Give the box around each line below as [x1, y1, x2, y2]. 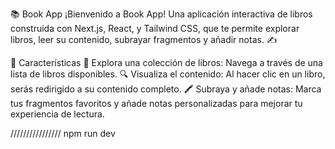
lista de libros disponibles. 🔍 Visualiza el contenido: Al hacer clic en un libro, [10, 68, 326, 80]
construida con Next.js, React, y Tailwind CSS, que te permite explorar [10, 23, 300, 34]
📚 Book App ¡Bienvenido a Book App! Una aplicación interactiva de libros [10, 8, 313, 20]
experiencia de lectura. [10, 108, 105, 120]
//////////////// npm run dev [10, 128, 116, 139]
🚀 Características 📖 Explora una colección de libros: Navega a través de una [10, 57, 323, 68]
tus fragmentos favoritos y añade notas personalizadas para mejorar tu [10, 98, 303, 109]
